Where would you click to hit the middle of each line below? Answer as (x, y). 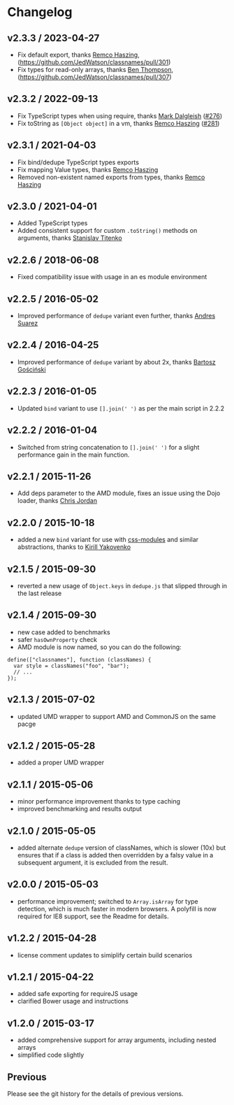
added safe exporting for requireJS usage (78, 994)
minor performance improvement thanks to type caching (98, 801)
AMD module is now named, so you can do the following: (99, 647)
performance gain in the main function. (73, 455)
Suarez (28, 323)
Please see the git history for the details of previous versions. (95, 1094)
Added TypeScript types (52, 223)
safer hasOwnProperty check (57, 639)
